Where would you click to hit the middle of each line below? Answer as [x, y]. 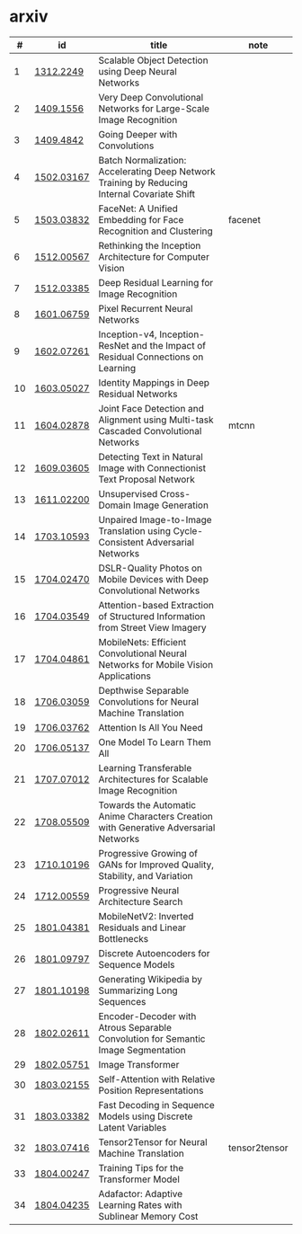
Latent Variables [133, 1127]
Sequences [122, 1001]
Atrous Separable [135, 1027]
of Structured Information [152, 616]
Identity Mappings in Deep [154, 382]
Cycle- [188, 530]
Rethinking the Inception [150, 245]
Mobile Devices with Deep [154, 579]
